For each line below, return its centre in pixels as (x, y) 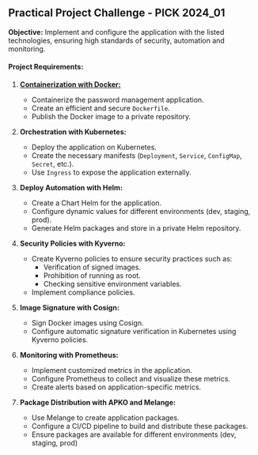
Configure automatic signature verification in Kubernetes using (134, 332)
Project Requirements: (46, 67)
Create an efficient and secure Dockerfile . (101, 108)
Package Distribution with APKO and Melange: (98, 403)
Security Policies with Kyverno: (72, 243)
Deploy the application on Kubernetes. (94, 147)
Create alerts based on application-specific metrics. (116, 387)
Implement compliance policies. (83, 292)
